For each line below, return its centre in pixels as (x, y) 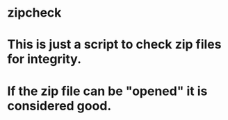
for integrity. (44, 59)
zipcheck (34, 13)
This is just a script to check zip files (114, 45)
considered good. (59, 106)
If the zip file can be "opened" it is (107, 91)
